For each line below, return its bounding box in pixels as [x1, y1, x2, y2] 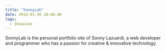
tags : [5, 16, 17, 21]
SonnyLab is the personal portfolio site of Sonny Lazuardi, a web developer [5, 35, 161, 41]
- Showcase [10, 21, 33, 26]
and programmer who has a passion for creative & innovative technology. [5, 40, 157, 46]
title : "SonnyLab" [5, 7, 44, 12]
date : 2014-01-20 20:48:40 [5, 12, 62, 17]
